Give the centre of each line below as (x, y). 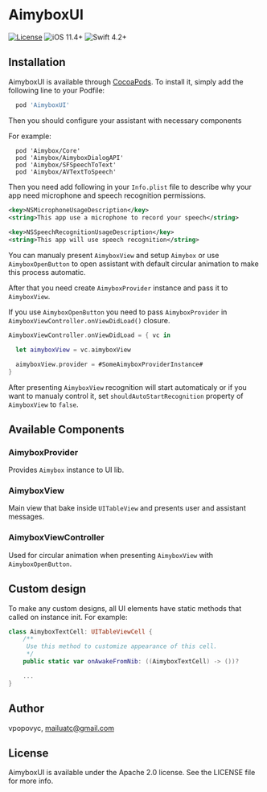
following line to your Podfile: (57, 90)
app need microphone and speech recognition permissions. (107, 195)
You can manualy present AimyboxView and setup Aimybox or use (114, 255)
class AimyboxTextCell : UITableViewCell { (80, 632)
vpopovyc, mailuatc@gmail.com (62, 728)
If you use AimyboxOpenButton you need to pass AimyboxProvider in (118, 312)
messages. (27, 517)
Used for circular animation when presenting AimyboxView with (111, 555)
